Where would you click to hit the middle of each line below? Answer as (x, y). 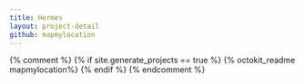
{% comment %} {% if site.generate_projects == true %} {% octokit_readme (152, 61)
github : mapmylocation (52, 34)
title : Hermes (36, 18)
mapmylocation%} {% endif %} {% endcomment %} (107, 70)
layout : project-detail (55, 26)
